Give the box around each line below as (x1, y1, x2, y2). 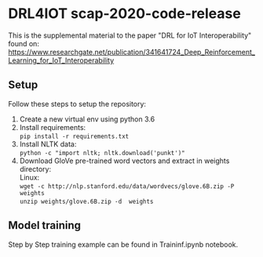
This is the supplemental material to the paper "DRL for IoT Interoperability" (8, 31, 252, 40)
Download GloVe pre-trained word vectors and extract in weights (19, 156, 230, 165)
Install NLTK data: (19, 139, 77, 149)
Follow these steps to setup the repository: (8, 99, 147, 108)
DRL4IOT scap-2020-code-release (8, 5, 241, 23)
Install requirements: (19, 122, 86, 132)
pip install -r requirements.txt (19, 132, 130, 140)
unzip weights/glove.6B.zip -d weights (19, 197, 154, 205)
